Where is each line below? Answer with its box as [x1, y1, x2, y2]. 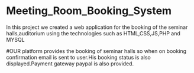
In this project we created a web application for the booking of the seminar [6, 24, 188, 31]
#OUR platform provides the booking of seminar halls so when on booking [6, 47, 187, 54]
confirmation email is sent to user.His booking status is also [6, 54, 151, 61]
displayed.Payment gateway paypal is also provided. [6, 60, 134, 67]
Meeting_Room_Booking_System [6, 4, 172, 18]
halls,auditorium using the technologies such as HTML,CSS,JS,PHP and [6, 29, 180, 36]
